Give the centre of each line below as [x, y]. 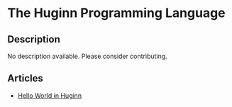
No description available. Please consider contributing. [88, 56]
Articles [26, 78]
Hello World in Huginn [50, 95]
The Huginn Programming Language [116, 13]
